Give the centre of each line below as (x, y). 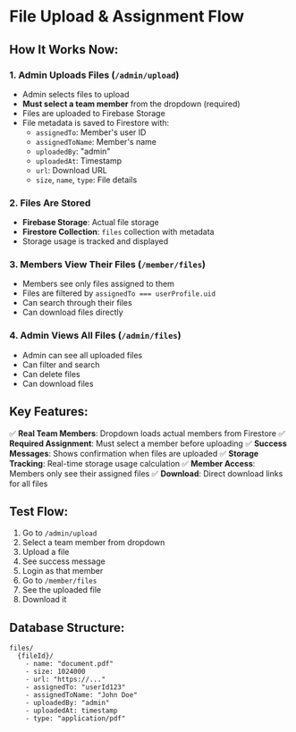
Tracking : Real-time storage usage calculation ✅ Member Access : (132, 463)
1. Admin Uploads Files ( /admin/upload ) (94, 75)
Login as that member (63, 571)
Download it (44, 600)
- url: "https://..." (65, 680)
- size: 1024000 (56, 672)
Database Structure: (67, 627)
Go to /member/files (59, 581)
